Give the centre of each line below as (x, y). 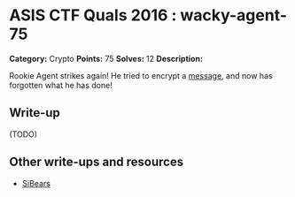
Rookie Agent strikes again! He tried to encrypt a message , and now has (141, 75)
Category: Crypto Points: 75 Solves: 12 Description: (106, 58)
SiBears (36, 183)
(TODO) (23, 134)
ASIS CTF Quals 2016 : (93, 15)
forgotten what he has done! (61, 85)
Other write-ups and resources (97, 162)
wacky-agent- (234, 15)
